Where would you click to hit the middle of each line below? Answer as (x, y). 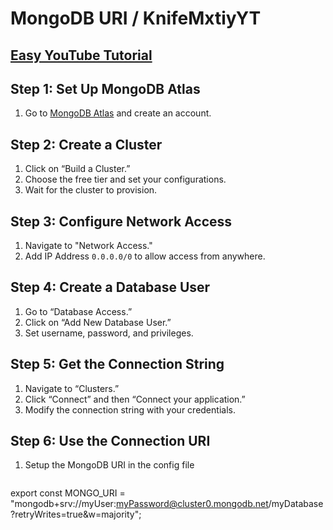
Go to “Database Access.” (78, 311)
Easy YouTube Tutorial (81, 55)
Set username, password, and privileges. (109, 333)
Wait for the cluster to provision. (91, 190)
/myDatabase (296, 504)
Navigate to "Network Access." (88, 246)
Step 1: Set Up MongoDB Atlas (105, 88)
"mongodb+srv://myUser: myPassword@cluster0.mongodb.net (139, 504)
